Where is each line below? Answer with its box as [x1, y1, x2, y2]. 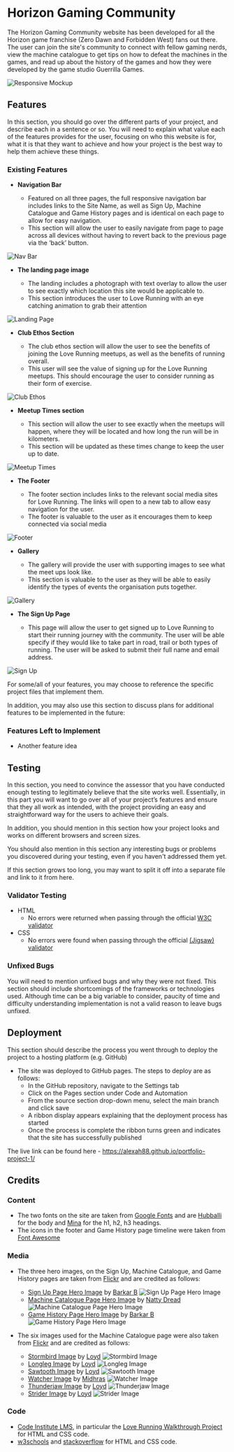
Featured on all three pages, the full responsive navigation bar [27, 194, 207, 203]
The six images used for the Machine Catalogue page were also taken [17, 1331, 219, 1340]
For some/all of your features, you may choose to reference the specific [7, 680, 214, 689]
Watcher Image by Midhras [27, 1374, 106, 1383]
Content [7, 1195, 36, 1205]
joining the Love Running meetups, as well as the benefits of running [27, 349, 226, 358]
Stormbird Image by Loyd [27, 1352, 101, 1360]
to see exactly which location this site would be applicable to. [27, 286, 205, 295]
